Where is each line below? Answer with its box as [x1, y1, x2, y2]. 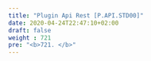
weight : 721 [8, 33, 52, 42]
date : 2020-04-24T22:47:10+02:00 [8, 19, 119, 27]
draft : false [8, 26, 52, 34]
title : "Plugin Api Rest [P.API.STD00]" [8, 11, 145, 20]
